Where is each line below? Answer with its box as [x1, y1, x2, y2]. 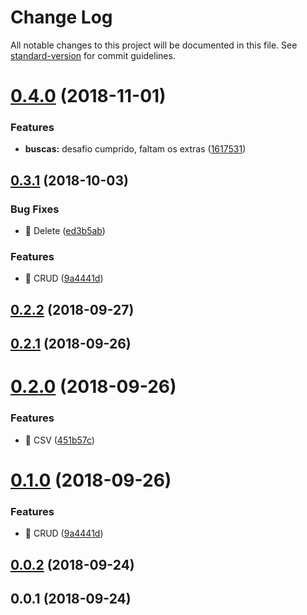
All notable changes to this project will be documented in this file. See [10, 39, 298, 51]
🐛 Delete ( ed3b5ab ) [24, 225, 106, 237]
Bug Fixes [10, 202, 60, 216]
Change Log [10, 6, 113, 29]
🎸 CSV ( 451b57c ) [24, 434, 95, 446]
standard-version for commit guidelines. [10, 49, 176, 61]
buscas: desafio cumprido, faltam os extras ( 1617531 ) [24, 143, 247, 155]
